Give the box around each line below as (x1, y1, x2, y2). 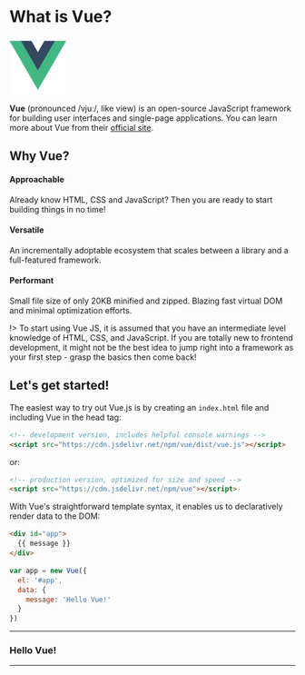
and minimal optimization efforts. (9, 304, 133, 315)
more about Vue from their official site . (9, 122, 154, 133)
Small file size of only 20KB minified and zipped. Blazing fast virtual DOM (9, 295, 283, 306)
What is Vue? (9, 6, 113, 27)
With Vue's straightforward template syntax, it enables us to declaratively (9, 501, 283, 512)
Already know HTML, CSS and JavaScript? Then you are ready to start (9, 194, 273, 205)
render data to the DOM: (9, 511, 101, 521)
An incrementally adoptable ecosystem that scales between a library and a (9, 244, 289, 255)
